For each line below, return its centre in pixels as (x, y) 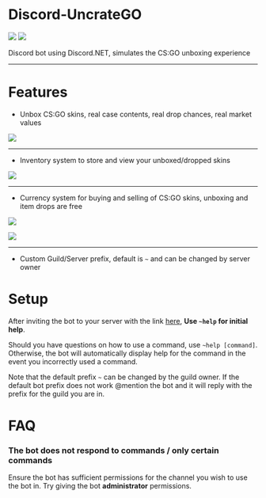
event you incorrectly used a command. (73, 361)
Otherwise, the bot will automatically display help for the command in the (127, 353)
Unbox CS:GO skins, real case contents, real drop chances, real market (135, 114)
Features (38, 92)
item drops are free (51, 206)
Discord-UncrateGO (75, 15)
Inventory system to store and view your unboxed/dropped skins (125, 160)
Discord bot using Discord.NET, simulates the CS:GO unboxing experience (129, 52)
